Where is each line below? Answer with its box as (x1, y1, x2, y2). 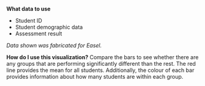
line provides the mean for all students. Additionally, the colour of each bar (6, 66, 195, 74)
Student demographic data (15, 24, 83, 30)
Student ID (15, 17, 43, 24)
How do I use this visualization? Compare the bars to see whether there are (6, 54, 199, 60)
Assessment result (15, 30, 62, 37)
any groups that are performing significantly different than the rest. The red (6, 60, 196, 67)
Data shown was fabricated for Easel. (6, 42, 102, 49)
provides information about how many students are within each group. (6, 73, 184, 80)
